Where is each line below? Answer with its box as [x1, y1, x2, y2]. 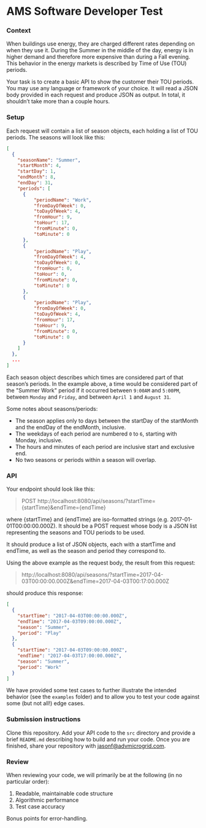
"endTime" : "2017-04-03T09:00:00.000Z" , [17, 619, 122, 625]
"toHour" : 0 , [33, 271, 67, 278]
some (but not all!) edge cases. [6, 700, 85, 707]
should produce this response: [6, 590, 84, 597]
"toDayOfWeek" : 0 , [33, 260, 81, 266]
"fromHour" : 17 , [33, 317, 75, 323]
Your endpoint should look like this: [6, 485, 95, 493]
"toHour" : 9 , [33, 322, 67, 329]
